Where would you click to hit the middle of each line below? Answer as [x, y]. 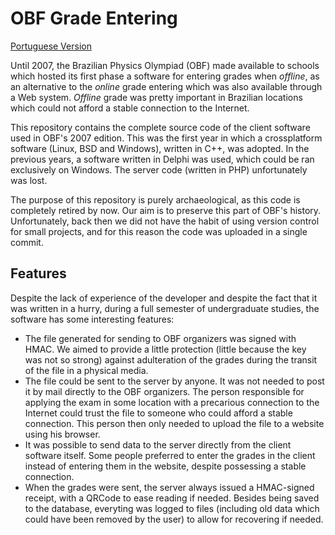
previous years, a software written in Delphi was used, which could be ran [162, 159]
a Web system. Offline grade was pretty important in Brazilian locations [156, 97]
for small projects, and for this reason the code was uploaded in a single [159, 231]
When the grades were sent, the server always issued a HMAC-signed [169, 487]
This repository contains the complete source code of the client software [160, 127]
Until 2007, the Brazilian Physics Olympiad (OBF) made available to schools [165, 65]
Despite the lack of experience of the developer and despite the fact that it [164, 298]
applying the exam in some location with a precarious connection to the [172, 402]
